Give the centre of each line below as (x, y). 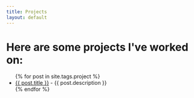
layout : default (27, 17)
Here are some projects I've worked (97, 47)
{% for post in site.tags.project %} (58, 76)
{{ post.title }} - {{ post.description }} (61, 83)
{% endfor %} (32, 89)
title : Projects (27, 12)
